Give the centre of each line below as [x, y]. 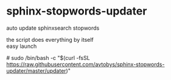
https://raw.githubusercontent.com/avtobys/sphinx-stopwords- [85, 64]
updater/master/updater [36, 70]
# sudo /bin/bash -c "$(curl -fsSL [48, 58]
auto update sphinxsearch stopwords [53, 28]
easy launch [22, 46]
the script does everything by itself [50, 39]
